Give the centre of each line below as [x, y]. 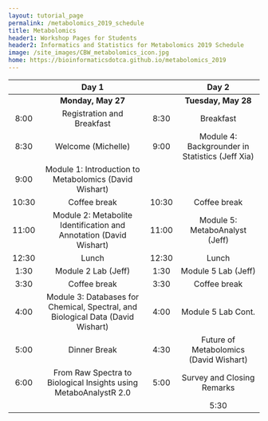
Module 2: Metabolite [93, 214]
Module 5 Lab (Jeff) [218, 270]
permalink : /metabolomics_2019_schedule [77, 23]
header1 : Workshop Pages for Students [73, 38]
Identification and [93, 225]
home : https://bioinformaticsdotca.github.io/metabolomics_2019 [117, 61]
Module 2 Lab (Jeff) [93, 270]
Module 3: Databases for [93, 297]
